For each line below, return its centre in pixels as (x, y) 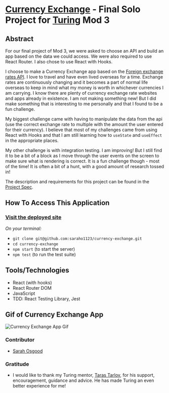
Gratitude (17, 364)
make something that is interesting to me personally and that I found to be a (84, 104)
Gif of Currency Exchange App (54, 314)
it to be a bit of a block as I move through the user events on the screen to (82, 156)
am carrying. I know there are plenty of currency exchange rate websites (81, 93)
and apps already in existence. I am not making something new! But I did (81, 98)
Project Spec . (19, 187)
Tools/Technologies (37, 270)
